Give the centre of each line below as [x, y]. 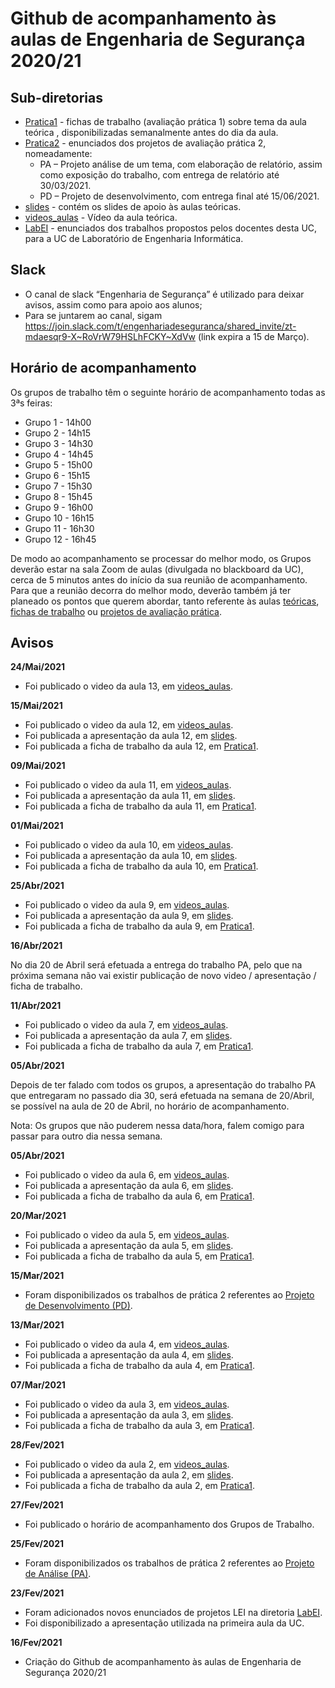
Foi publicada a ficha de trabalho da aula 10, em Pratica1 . [141, 866]
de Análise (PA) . [58, 1574]
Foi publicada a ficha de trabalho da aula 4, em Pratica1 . [140, 1366]
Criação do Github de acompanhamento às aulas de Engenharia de [163, 1662]
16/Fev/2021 [36, 1643]
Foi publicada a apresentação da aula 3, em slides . [129, 1415]
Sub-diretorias [57, 97]
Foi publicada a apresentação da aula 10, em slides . [131, 856]
